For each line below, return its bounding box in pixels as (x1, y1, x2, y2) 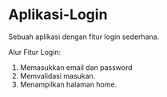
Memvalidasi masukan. (19, 71, 96, 80)
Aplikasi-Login (8, 6, 108, 24)
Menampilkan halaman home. (19, 80, 117, 89)
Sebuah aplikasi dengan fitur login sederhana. (8, 32, 160, 41)
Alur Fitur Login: (8, 47, 62, 56)
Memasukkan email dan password (19, 62, 133, 72)
